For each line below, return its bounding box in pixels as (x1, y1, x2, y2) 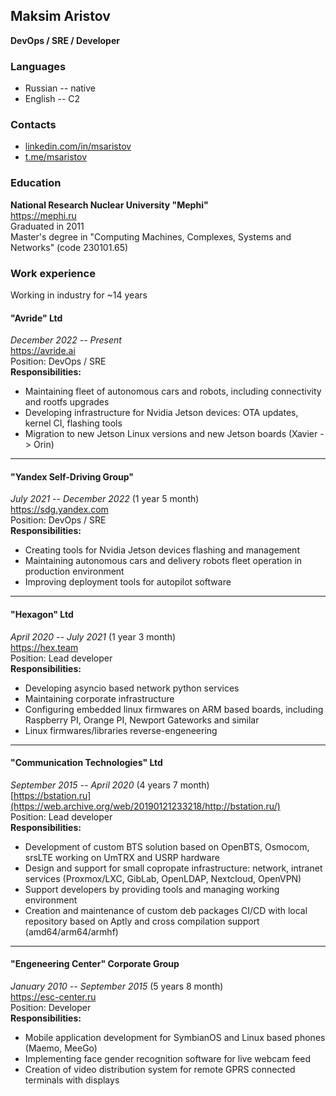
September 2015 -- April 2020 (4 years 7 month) (10, 779, 210, 791)
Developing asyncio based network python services (24, 682, 240, 694)
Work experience (10, 266, 96, 280)
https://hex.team (10, 641, 79, 653)
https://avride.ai (10, 345, 76, 357)
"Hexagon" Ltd (10, 609, 74, 620)
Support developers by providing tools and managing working (24, 883, 280, 895)
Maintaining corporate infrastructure (24, 692, 175, 704)
